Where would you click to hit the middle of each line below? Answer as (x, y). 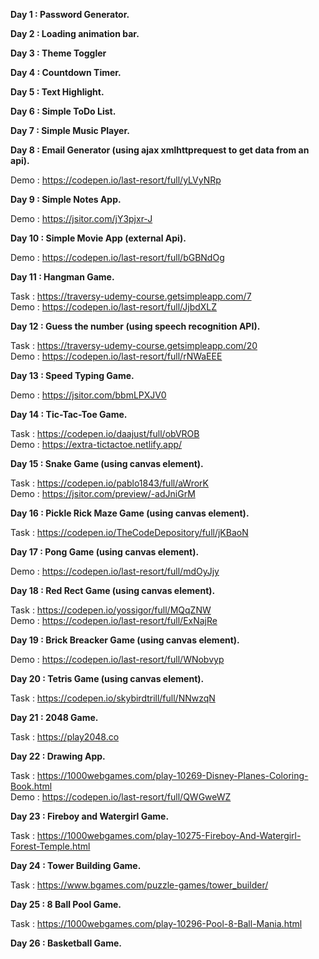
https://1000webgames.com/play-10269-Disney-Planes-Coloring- (172, 775)
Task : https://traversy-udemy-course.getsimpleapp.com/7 (131, 296)
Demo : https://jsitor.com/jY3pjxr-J (81, 218)
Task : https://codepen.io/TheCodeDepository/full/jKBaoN (129, 532)
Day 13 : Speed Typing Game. (72, 375)
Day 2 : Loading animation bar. (75, 33)
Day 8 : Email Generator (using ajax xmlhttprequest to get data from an (160, 150)
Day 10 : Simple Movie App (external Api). (98, 238)
